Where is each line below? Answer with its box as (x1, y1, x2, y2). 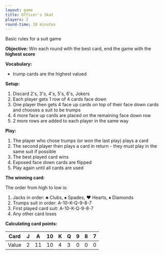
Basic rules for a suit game (5, 36, 61, 42)
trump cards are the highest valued (12, 71, 87, 77)
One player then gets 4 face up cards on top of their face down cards (12, 102, 159, 108)
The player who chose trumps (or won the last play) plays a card (12, 137, 149, 144)
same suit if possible (12, 149, 56, 155)
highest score (5, 51, 36, 57)
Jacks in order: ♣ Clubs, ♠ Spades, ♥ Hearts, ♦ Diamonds (12, 195, 134, 201)
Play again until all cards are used (12, 165, 84, 171)
